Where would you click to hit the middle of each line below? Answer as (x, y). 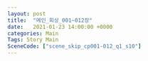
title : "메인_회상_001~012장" (50, 20)
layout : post (27, 14)
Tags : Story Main (33, 40)
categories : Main (33, 33)
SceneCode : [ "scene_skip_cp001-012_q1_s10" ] (74, 46)
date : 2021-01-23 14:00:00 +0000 (60, 27)
